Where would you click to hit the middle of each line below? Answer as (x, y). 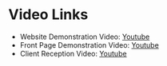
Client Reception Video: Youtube (73, 53)
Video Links (48, 15)
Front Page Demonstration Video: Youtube (89, 45)
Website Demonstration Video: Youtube (85, 37)
